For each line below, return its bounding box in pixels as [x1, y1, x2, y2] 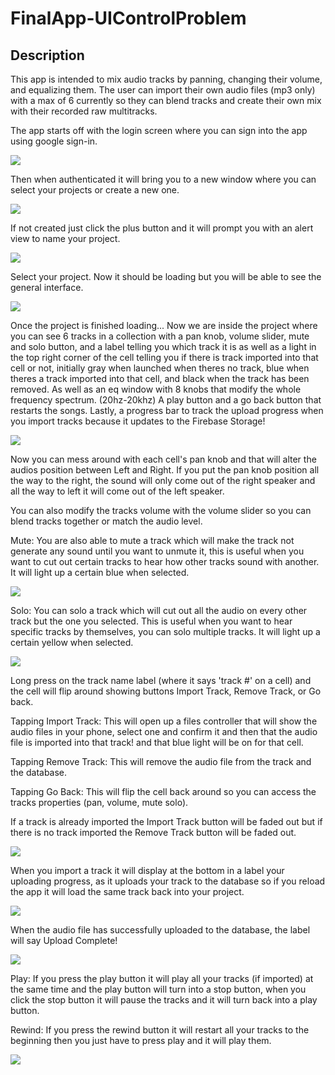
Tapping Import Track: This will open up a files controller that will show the [10, 715, 318, 727]
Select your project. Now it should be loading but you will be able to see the [10, 271, 322, 282]
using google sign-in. [10, 135, 98, 147]
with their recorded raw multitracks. [10, 105, 158, 117]
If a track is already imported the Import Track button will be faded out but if [10, 816, 323, 827]
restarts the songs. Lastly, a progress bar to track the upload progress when [10, 405, 324, 416]
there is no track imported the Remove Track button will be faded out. [10, 827, 297, 838]
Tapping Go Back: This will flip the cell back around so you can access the [10, 786, 317, 797]
